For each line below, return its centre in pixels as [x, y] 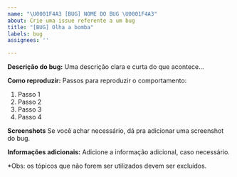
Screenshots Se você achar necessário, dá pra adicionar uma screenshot [116, 131]
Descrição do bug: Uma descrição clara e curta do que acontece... [106, 67]
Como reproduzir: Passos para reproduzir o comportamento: [97, 81]
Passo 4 [30, 117]
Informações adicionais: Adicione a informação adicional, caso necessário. [118, 152]
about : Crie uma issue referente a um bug [71, 21]
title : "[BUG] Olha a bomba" [51, 27]
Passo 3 [30, 109]
